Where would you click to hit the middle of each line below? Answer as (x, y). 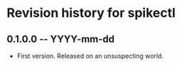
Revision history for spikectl (91, 13)
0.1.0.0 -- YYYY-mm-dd (61, 39)
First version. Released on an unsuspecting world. (90, 56)
